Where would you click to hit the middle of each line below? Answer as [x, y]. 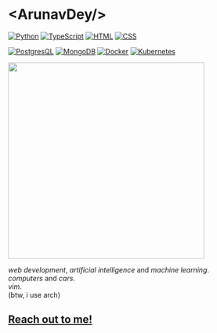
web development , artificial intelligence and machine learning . [109, 269]
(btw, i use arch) [34, 295]
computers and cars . [42, 278]
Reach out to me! [50, 320]
